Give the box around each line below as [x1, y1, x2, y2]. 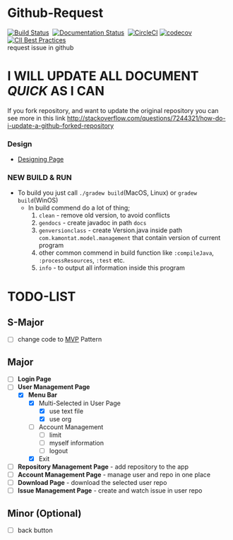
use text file [49, 407, 83, 415]
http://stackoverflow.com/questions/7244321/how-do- [66, 114, 226, 122]
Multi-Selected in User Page [38, 399, 121, 407]
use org [49, 414, 72, 423]
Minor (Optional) [7, 507, 82, 520]
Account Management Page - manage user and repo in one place [17, 471, 210, 479]
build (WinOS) [17, 196, 59, 205]
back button [17, 526, 53, 534]
